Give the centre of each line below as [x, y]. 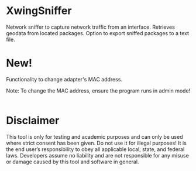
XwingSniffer [39, 11]
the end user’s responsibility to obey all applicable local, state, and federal [95, 149]
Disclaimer [33, 121]
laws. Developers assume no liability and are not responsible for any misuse [97, 155]
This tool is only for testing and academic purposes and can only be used [94, 136]
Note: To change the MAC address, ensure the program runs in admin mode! [98, 90]
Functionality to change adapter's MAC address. [64, 79]
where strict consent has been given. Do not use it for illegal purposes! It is [97, 143]
